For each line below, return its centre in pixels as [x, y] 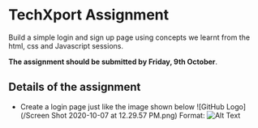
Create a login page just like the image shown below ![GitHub [122, 106]
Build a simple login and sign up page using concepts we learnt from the [129, 37]
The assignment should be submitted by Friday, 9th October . [113, 62]
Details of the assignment [75, 87]
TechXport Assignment [88, 15]
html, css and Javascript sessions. [66, 45]
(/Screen [35, 115]
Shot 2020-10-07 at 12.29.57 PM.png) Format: [128, 115]
